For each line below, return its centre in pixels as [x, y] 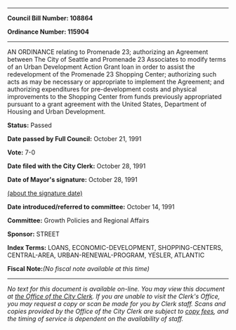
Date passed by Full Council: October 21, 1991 [74, 139]
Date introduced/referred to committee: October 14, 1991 [91, 207]
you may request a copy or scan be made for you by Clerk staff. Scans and [117, 304]
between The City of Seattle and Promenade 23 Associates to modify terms [117, 59]
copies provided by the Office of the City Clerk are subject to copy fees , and [118, 311]
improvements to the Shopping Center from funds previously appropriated [115, 97]
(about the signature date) [45, 193]
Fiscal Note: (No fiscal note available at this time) [78, 269]
